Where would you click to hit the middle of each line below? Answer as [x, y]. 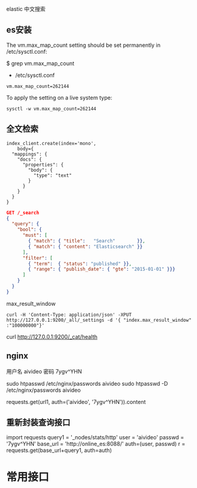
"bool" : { [30, 230]
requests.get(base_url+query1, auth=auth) [59, 450]
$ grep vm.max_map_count [40, 63]
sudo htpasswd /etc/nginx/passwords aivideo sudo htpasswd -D [87, 383]
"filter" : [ [37, 258]
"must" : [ [35, 235]
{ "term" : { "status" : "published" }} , [80, 264]
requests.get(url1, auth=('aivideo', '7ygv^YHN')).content [76, 401]
